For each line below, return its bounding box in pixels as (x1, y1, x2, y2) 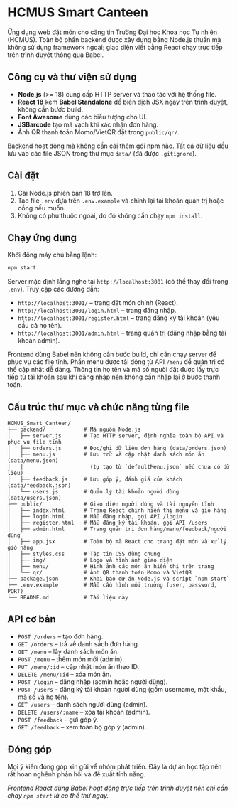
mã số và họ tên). (17, 693, 69, 701)
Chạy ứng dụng (7, 232, 77, 244)
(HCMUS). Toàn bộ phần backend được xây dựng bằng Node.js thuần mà (7, 35, 221, 43)
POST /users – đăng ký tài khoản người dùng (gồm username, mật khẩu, (17, 685, 227, 693)
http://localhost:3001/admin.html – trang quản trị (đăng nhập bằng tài (17, 328, 226, 338)
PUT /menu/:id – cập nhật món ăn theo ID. (17, 662, 140, 670)
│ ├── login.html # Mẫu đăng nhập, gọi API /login (7, 513, 182, 520)
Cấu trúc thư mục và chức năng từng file (7, 401, 189, 413)
